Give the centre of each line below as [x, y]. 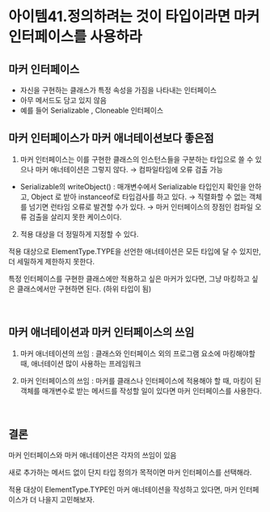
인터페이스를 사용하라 [76, 37]
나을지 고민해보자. [67, 500]
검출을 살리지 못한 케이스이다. [75, 217]
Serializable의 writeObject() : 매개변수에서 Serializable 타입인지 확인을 [133, 186]
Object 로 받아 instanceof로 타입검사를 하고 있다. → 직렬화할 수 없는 [139, 197]
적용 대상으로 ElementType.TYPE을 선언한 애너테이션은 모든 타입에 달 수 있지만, [135, 251]
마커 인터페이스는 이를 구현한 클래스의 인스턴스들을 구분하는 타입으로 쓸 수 [137, 159]
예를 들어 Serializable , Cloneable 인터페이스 [92, 110]
